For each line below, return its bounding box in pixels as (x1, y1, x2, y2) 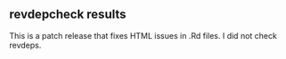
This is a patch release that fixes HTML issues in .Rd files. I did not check (9, 30, 278, 41)
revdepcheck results (9, 7, 127, 22)
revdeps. (9, 40, 42, 50)
